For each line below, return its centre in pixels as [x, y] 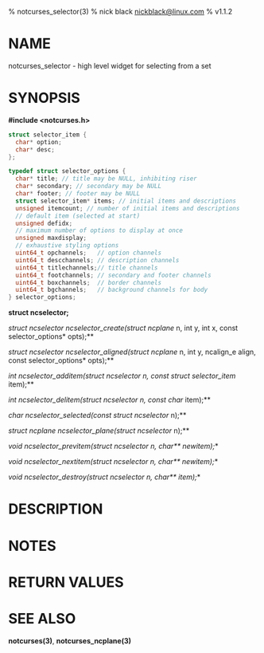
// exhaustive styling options [67, 246]
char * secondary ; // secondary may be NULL [88, 187]
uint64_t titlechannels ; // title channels [87, 267]
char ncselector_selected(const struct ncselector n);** [97, 415]
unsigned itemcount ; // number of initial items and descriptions [128, 208]
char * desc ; [35, 149]
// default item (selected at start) [78, 216]
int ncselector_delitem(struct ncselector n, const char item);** [110, 400]
